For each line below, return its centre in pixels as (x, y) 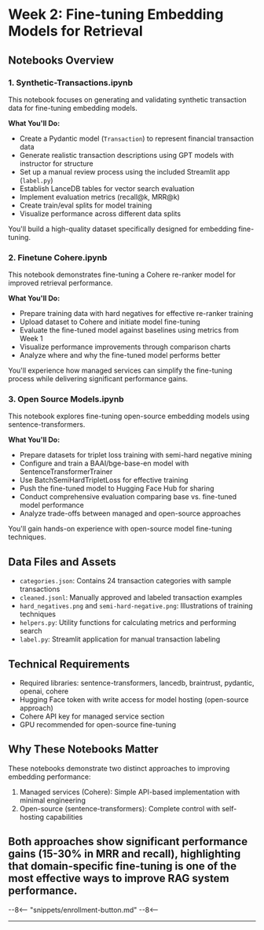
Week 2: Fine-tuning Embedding (116, 15)
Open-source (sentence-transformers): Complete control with (120, 808)
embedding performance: (49, 777)
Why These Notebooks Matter (83, 750)
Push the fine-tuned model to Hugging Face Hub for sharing (117, 488)
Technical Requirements (69, 664)
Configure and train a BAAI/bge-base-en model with (104, 463)
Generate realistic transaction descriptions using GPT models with (126, 155)
